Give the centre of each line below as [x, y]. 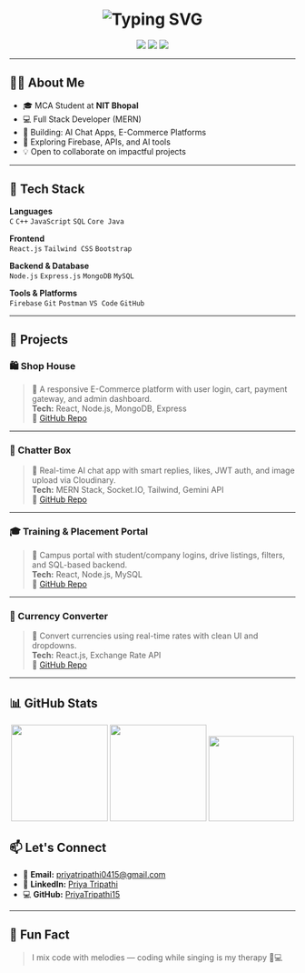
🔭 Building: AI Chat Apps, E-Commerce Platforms [114, 132]
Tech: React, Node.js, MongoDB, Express [109, 408]
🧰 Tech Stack [47, 190]
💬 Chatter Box [40, 450]
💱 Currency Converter [59, 616]
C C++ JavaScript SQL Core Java [67, 221]
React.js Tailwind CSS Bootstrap [71, 249]
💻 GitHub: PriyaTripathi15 [71, 894]
